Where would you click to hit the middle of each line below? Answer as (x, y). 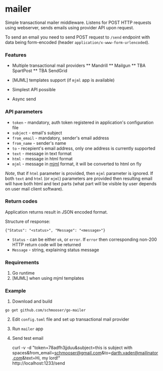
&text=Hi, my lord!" (41, 358)
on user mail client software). (34, 189)
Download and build (32, 301)
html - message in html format (42, 158)
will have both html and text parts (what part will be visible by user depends (81, 183)
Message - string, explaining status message (55, 250)
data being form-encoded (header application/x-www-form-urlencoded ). (77, 42)
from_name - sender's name (39, 143)
